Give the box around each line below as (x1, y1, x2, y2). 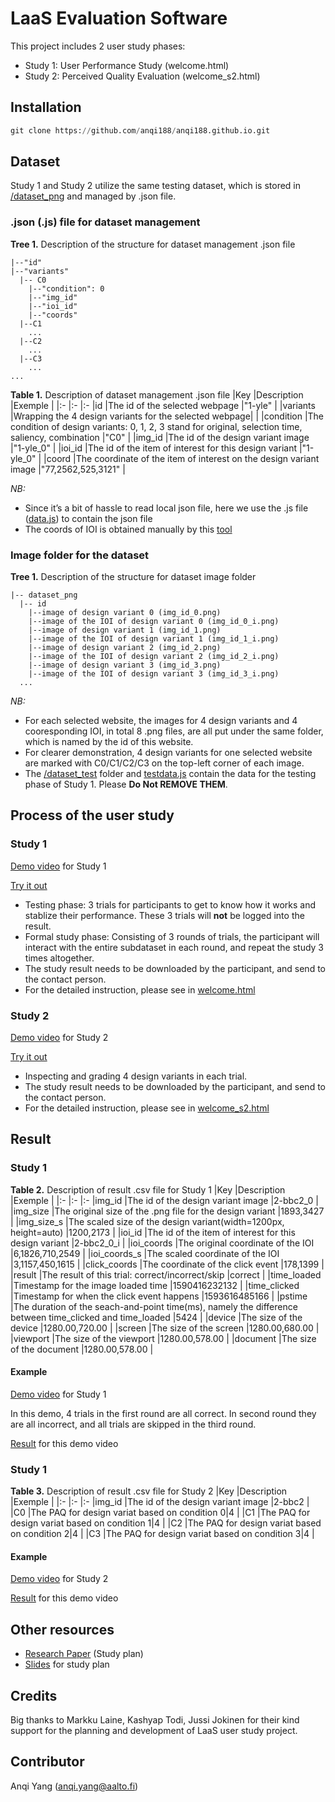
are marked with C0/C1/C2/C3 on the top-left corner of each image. (24, 757, 305, 769)
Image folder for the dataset (10, 548, 150, 562)
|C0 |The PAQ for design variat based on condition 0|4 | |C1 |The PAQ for (10, 1507, 311, 1519)
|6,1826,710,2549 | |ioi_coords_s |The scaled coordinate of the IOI (10, 1247, 280, 1259)
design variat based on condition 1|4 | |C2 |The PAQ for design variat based (10, 1517, 322, 1529)
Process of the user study (10, 807, 175, 824)
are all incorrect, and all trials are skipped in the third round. (10, 1418, 257, 1430)
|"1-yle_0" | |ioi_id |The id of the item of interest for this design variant (10, 442, 297, 454)
